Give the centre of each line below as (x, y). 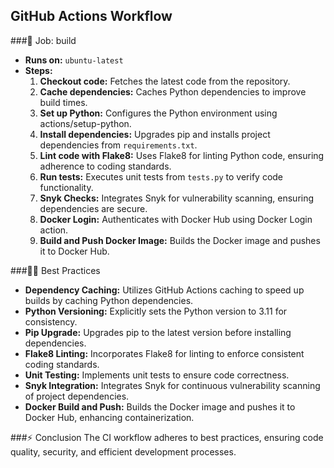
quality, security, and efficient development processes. (123, 451)
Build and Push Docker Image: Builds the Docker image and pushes (180, 240)
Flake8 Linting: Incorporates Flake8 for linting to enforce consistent (164, 353)
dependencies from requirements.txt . (118, 145)
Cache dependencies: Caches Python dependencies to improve (173, 91)
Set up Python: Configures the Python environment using (158, 113)
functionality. (66, 187)
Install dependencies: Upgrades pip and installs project (155, 134)
